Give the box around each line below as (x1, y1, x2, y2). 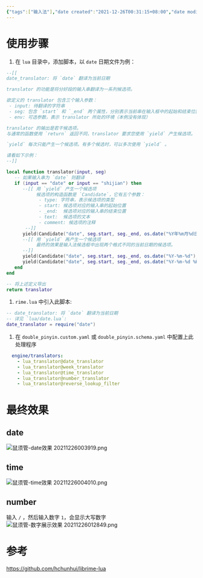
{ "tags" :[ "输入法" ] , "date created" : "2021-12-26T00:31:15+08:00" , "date (6, 8, 185, 15)
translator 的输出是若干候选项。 (6, 125, 82, 131)
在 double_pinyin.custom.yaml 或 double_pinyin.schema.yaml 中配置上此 (14, 333, 194, 341)
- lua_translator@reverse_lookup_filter (17, 381, 120, 387)
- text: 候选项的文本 (38, 214, 91, 220)
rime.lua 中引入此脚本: (14, 298, 72, 306)
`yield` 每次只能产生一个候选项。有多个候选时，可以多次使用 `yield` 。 (6, 141, 169, 148)
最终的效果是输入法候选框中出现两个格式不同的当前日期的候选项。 (36, 242, 176, 248)
